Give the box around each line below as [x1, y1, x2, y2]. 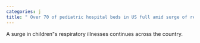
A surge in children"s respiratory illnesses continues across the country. [6, 30, 183, 37]
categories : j [6, 8, 42, 15]
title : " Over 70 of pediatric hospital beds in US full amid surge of [6, 14, 187, 20]
